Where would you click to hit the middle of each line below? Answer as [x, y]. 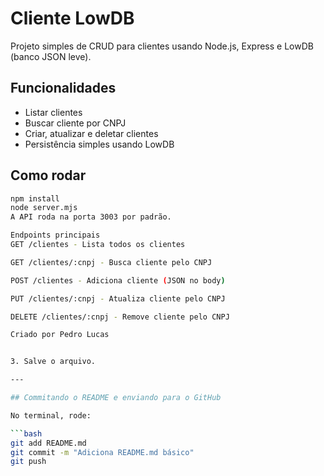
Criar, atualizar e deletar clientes [91, 133]
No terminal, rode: [51, 415]
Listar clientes [53, 112]
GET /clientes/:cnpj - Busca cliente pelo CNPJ [111, 262]
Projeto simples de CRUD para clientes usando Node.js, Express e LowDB [162, 46]
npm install [35, 198]
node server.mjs [44, 208]
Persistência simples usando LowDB [99, 144]
